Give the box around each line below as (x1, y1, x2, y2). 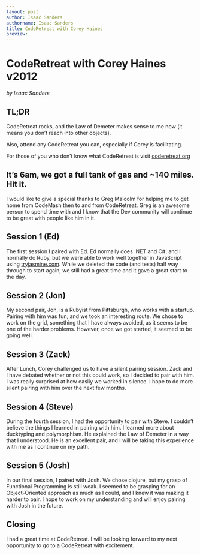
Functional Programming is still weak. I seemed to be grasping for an (6, 482, 175, 490)
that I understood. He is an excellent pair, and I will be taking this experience (6, 436, 195, 444)
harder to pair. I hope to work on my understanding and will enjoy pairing (6, 496, 186, 503)
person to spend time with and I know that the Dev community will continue (6, 208, 192, 215)
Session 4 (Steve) (6, 401, 74, 412)
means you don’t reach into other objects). (6, 129, 111, 136)
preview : (6, 31, 28, 37)
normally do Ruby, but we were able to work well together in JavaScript (6, 254, 182, 261)
